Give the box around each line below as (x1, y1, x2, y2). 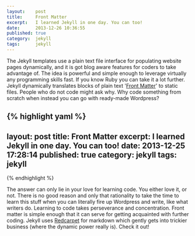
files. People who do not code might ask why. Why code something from (6, 88, 182, 95)
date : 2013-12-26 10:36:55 (6, 25, 85, 31)
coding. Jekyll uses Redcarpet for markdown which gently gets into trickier (6, 217, 187, 224)
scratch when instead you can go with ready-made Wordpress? (6, 94, 159, 101)
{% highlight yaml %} (6, 112, 86, 122)
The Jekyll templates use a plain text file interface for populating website (6, 57, 182, 64)
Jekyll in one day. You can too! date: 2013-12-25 (6, 141, 186, 151)
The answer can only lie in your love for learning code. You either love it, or (6, 186, 187, 193)
